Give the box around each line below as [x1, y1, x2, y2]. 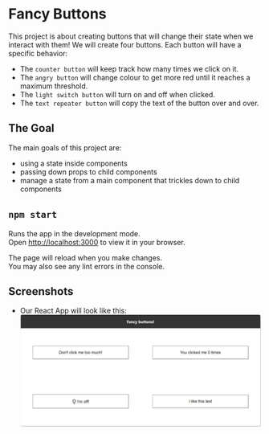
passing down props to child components [19, 166, 158, 177]
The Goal [8, 121, 55, 135]
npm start [8, 209, 58, 221]
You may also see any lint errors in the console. [8, 261, 165, 271]
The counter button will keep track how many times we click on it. [19, 63, 239, 73]
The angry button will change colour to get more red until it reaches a [19, 72, 251, 82]
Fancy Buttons [8, 5, 107, 23]
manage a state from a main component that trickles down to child [19, 175, 240, 185]
